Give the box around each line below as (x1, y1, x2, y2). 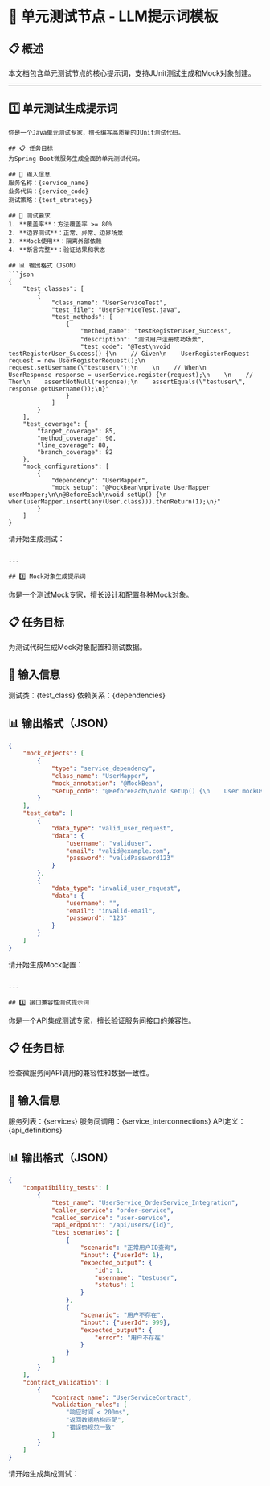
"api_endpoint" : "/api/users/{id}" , (51, 1221, 174, 1229)
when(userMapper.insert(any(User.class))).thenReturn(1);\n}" (8, 497, 221, 506)
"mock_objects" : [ (22, 750, 84, 758)
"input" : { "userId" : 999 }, (80, 1318, 171, 1327)
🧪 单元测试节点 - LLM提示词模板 (8, 7, 219, 26)
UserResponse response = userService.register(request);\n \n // (8, 370, 253, 379)
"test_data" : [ (22, 809, 74, 818)
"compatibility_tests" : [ (22, 1184, 110, 1192)
